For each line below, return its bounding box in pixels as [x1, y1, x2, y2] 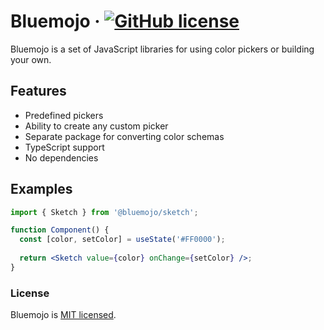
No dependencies [24, 151, 99, 164]
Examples [10, 181, 73, 198]
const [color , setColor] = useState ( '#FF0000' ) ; [19, 235, 226, 245]
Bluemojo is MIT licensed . [10, 309, 117, 321]
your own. [10, 53, 52, 65]
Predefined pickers [24, 109, 104, 121]
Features [10, 83, 67, 100]
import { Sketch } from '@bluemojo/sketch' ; [10, 207, 199, 217]
